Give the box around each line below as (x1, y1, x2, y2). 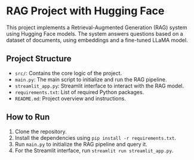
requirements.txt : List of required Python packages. (14, 88, 144, 96)
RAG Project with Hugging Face (6, 4, 165, 18)
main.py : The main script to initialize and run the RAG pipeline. (14, 76, 167, 83)
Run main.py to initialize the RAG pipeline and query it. (14, 140, 147, 148)
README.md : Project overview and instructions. (14, 95, 127, 102)
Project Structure (6, 54, 72, 64)
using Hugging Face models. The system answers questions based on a (6, 30, 183, 37)
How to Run (6, 112, 50, 123)
